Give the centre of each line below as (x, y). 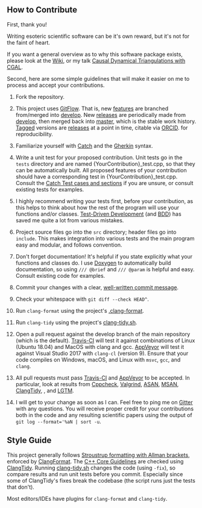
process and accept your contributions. (56, 85)
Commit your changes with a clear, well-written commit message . (97, 287)
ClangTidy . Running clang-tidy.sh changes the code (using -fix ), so (91, 468)
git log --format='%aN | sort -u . (58, 421)
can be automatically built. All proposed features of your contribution (101, 170)
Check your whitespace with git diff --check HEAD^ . (82, 299)
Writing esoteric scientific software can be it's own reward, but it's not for (98, 36)
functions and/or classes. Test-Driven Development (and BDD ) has (98, 214)
